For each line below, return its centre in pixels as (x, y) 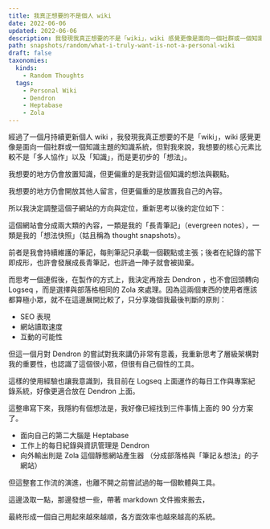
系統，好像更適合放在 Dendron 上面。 (77, 391)
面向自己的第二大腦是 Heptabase (74, 435)
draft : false (30, 53)
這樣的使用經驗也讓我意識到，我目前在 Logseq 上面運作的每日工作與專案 (128, 381)
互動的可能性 (41, 337)
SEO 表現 (35, 317)
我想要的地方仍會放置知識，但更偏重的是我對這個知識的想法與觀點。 (121, 174)
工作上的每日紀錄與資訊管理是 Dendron (85, 445)
